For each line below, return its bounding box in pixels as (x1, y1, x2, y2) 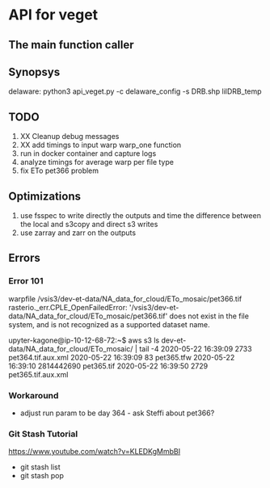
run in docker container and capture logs (19, 149, 157, 158)
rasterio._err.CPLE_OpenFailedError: (8, 302, 128, 312)
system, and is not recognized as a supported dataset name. (8, 319, 210, 329)
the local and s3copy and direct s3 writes (19, 220, 158, 229)
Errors (8, 251, 40, 265)
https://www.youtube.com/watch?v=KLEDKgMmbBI (8, 447, 180, 456)
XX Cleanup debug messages (19, 132, 120, 141)
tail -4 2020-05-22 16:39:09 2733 (138, 343, 252, 353)
